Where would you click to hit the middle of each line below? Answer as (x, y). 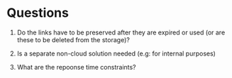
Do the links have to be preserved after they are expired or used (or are (121, 32)
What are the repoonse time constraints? (76, 67)
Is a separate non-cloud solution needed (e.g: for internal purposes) (116, 53)
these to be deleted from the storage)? (73, 39)
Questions (38, 13)
